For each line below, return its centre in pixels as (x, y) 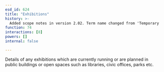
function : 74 (18, 28)
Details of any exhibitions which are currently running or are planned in (77, 59)
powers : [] (16, 37)
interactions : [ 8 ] (24, 32)
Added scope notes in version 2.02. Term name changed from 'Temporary (84, 23)
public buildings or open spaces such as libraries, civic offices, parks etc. (79, 64)
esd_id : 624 (17, 9)
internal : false (22, 41)
